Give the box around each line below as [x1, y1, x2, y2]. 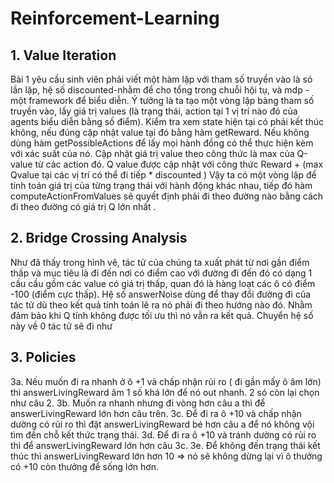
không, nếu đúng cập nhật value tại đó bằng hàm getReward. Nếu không [10, 127, 310, 138]
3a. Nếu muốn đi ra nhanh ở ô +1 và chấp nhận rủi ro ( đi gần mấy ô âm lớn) [10, 375, 322, 387]
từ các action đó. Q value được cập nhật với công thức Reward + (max [34, 158, 324, 170]
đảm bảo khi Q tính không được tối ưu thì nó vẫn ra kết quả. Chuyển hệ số [10, 309, 314, 321]
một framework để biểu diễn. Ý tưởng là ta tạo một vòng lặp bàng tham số [10, 95, 315, 106]
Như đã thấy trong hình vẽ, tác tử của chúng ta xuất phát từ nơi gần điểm [10, 256, 310, 268]
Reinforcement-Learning [10, 7, 220, 30]
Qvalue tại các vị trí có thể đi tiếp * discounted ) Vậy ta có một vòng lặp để [10, 169, 317, 181]
